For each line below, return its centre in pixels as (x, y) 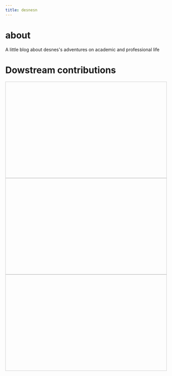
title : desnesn (21, 10)
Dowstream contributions (61, 70)
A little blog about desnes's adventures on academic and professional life (82, 50)
